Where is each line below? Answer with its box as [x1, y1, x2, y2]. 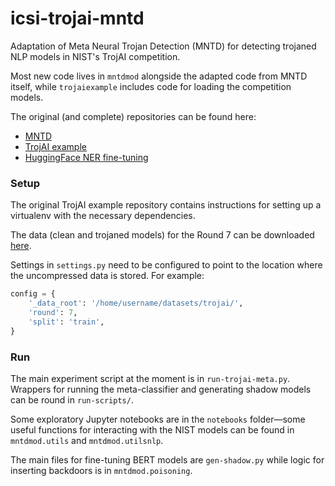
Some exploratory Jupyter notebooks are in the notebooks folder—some [10, 413, 306, 425]
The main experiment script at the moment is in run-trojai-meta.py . [10, 372, 291, 384]
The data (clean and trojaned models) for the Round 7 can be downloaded [10, 229, 315, 241]
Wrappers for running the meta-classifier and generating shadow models [10, 383, 312, 395]
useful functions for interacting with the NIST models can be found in [10, 423, 295, 436]
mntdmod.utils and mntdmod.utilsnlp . [10, 434, 164, 446]
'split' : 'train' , [28, 317, 105, 327]
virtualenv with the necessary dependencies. [10, 210, 196, 222]
